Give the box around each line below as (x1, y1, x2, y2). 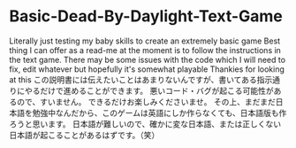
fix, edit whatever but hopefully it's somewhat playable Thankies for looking (9, 64, 285, 74)
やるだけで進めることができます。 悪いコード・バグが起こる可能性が (24, 85, 274, 96)
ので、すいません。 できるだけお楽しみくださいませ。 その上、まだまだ (16, 96, 276, 107)
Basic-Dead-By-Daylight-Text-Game (9, 6, 283, 27)
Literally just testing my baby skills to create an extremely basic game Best (9, 35, 281, 46)
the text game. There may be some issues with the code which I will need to (9, 54, 285, 65)
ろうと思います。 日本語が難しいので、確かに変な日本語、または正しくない (9, 118, 281, 129)
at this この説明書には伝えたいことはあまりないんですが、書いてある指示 (9, 74, 273, 85)
